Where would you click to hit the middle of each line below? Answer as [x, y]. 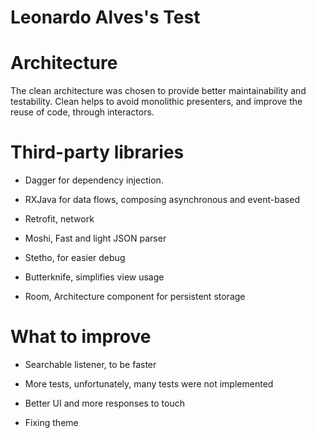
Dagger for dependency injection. [94, 180]
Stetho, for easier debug [75, 258]
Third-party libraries [97, 152]
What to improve [81, 337]
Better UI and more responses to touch [104, 403]
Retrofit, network [59, 219]
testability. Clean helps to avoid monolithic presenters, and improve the [156, 102]
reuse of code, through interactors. [82, 112]
